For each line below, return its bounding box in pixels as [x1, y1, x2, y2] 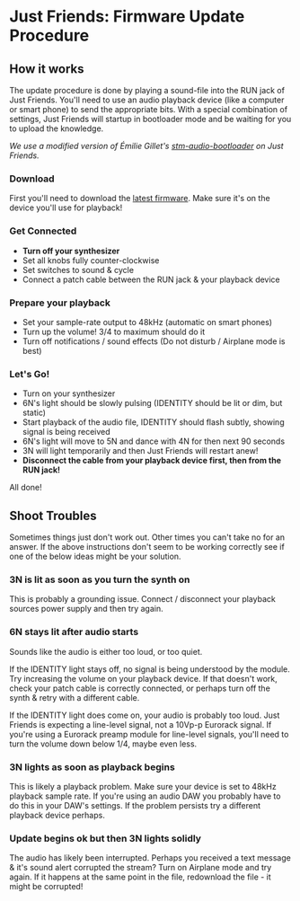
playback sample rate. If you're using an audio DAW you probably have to [9, 791, 281, 801]
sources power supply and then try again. [9, 604, 163, 614]
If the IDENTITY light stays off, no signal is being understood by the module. [9, 663, 290, 675]
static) [22, 407, 47, 419]
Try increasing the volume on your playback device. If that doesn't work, [9, 673, 278, 684]
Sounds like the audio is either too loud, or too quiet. [9, 646, 203, 657]
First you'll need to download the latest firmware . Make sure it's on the [9, 193, 271, 204]
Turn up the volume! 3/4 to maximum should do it [22, 326, 206, 337]
